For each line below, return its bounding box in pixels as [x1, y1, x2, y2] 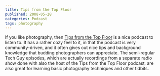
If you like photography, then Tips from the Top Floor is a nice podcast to [5, 34, 154, 40]
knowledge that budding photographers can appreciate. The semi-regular [5, 50, 156, 56]
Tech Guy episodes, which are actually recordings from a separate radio [5, 55, 152, 61]
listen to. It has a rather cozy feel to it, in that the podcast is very [5, 40, 136, 46]
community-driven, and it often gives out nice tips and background [5, 45, 141, 51]
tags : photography [5, 21, 43, 26]
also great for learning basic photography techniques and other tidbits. [5, 66, 149, 72]
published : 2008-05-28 [5, 12, 52, 17]
